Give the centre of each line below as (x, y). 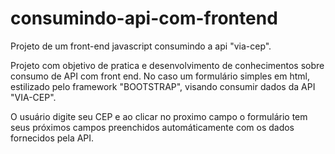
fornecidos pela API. (52, 138)
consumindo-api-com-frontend (144, 18)
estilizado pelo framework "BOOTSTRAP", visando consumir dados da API (163, 86)
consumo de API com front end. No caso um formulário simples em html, (160, 76)
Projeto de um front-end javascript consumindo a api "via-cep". (141, 46)
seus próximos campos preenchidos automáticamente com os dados (152, 127)
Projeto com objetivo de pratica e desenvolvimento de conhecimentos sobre (167, 65)
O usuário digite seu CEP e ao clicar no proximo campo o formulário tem (159, 116)
